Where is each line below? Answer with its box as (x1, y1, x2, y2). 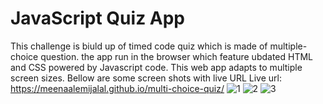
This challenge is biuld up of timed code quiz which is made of (10, 40, 268, 52)
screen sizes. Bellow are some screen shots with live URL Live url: (10, 72, 282, 84)
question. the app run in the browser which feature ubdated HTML (40, 50, 314, 62)
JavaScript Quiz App (10, 7, 186, 30)
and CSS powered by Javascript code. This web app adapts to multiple (10, 61, 303, 73)
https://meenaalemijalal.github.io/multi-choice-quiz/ (10, 82, 225, 94)
